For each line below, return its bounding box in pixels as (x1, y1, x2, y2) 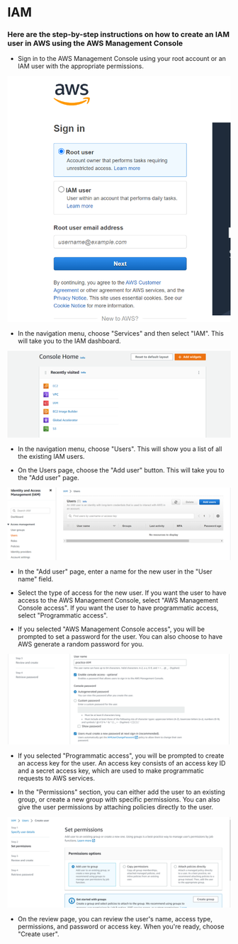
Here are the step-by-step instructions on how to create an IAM (7, 30, 230, 40)
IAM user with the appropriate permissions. (17, 62, 144, 71)
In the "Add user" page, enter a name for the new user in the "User (17, 567, 212, 576)
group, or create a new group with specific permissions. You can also (17, 795, 221, 804)
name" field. (17, 574, 54, 583)
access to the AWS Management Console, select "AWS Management (17, 596, 218, 604)
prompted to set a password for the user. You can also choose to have (17, 632, 223, 641)
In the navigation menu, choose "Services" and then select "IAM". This (17, 329, 225, 338)
